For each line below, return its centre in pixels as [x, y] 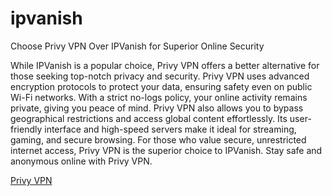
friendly [26, 129]
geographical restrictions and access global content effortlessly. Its [149, 118]
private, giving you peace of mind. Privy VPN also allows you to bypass [157, 108]
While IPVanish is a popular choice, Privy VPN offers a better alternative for [165, 65]
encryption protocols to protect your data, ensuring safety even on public [161, 86]
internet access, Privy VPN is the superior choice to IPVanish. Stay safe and [166, 150]
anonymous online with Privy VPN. [81, 161]
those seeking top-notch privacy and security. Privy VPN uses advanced [160, 76]
